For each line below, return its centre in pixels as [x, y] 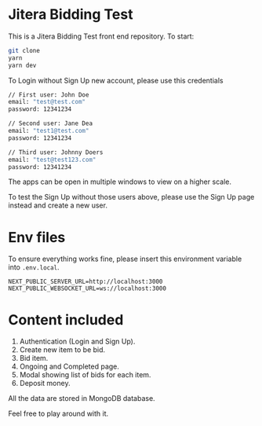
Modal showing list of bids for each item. [85, 375]
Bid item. [34, 358]
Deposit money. [45, 384]
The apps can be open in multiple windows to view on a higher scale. [120, 182]
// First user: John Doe [49, 95]
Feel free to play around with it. [58, 413]
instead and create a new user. [58, 205]
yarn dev [22, 65]
